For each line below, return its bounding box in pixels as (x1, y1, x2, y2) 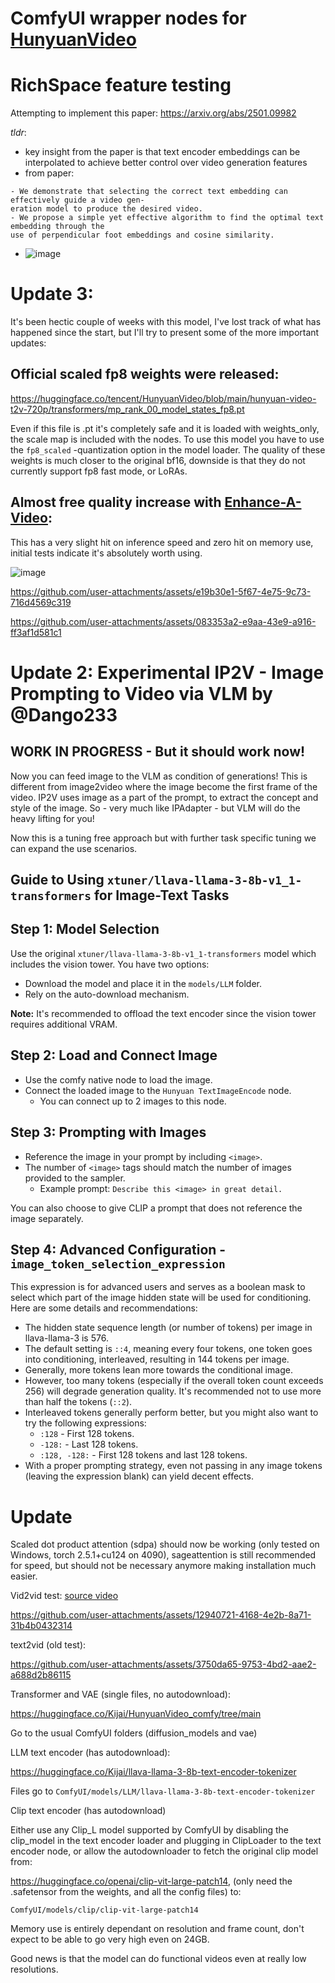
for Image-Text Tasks (93, 887, 230, 904)
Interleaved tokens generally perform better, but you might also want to (24, 1407, 319, 1419)
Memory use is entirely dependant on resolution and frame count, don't (10, 1923, 305, 1935)
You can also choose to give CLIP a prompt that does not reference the (10, 1202, 303, 1214)
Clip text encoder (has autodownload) (10, 1805, 167, 1817)
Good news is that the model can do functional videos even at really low (10, 1953, 307, 1965)
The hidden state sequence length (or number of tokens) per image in (24, 1322, 313, 1334)
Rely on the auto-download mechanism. (24, 988, 190, 1000)
